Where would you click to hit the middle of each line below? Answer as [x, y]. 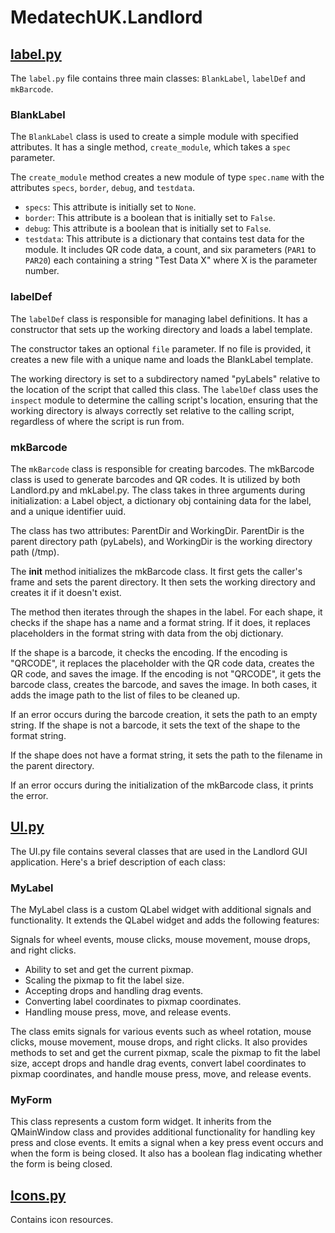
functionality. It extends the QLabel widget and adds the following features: [165, 920]
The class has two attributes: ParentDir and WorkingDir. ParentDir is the [157, 530]
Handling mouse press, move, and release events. [128, 1012]
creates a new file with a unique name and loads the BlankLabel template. [162, 359]
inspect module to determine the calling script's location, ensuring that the [164, 400]
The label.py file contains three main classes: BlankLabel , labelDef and [158, 78]
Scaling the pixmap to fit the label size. [104, 980]
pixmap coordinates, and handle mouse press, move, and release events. [161, 1074]
